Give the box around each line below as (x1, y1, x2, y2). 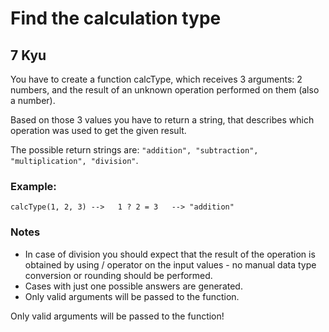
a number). (10, 95, 56, 106)
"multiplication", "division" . (10, 155, 139, 166)
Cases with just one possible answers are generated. (24, 280, 243, 292)
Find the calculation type (10, 7, 222, 30)
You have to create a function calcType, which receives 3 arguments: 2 (10, 73, 303, 85)
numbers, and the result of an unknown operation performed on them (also (10, 84, 320, 96)
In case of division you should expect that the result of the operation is (24, 248, 316, 260)
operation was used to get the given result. (10, 125, 187, 136)
